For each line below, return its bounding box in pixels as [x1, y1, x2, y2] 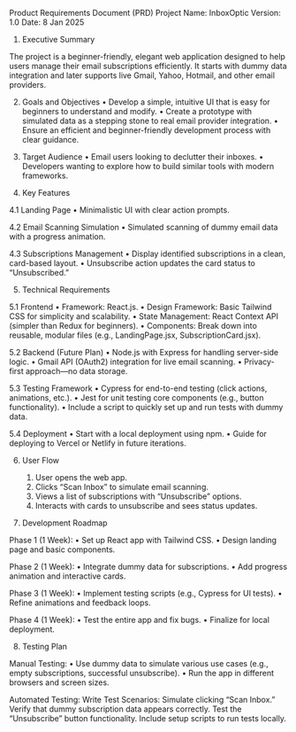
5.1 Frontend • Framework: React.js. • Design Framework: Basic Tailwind [9, 301, 272, 312]
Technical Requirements [21, 284, 110, 295]
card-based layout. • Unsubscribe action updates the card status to [9, 258, 256, 269]
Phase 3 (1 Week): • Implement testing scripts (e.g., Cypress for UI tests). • [9, 588, 283, 598]
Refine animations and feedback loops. [9, 597, 152, 608]
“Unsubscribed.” [9, 268, 69, 277]
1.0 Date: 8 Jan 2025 [9, 17, 85, 27]
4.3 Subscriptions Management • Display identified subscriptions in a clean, [9, 248, 285, 259]
